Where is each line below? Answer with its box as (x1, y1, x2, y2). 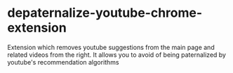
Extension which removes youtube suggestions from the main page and (7, 43, 215, 51)
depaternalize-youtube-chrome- (7, 5, 203, 21)
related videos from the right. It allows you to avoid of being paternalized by (7, 51, 227, 59)
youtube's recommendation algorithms (7, 58, 119, 66)
